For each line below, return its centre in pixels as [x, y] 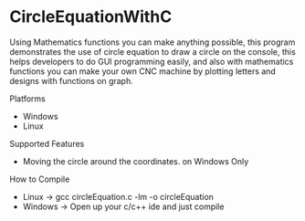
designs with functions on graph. [72, 80]
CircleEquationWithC [91, 17]
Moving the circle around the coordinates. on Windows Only [136, 161]
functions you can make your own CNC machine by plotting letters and [142, 71]
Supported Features [47, 143]
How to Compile [40, 179]
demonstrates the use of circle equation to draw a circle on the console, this [153, 51]
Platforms [27, 99]
